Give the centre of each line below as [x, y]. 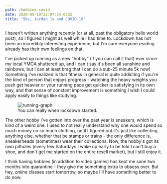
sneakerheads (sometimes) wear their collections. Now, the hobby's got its [82, 141]
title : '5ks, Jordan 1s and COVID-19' [45, 19]
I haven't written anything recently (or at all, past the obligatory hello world [82, 33]
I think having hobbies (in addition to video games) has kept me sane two [80, 162]
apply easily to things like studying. [41, 95]
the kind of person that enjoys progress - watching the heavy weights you [81, 80]
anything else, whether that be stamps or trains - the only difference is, [78, 136]
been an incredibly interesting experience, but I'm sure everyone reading [80, 44]
